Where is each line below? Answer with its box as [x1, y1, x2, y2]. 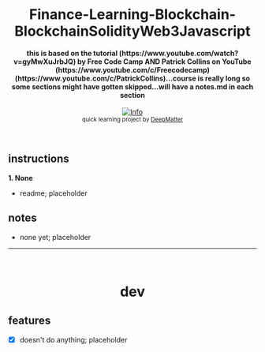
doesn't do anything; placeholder [19, 335, 128, 344]
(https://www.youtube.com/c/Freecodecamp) [54, 65, 211, 74]
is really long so [197, 73, 251, 83]
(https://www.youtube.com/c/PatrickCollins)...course [14, 73, 197, 83]
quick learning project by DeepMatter [81, 115, 184, 123]
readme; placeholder [19, 188, 88, 198]
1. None [8, 173, 33, 182]
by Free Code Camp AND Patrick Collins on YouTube [77, 57, 252, 66]
